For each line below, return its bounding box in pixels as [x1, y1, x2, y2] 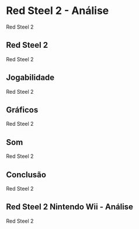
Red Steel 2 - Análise [6, 4, 109, 17]
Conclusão [6, 170, 47, 179]
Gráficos [6, 105, 39, 115]
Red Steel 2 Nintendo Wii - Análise [6, 202, 133, 212]
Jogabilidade [6, 73, 55, 83]
